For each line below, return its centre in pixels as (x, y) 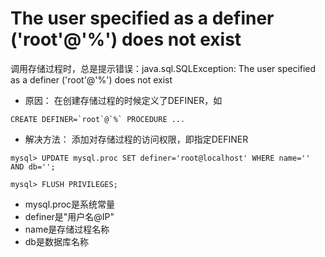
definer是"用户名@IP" (69, 216)
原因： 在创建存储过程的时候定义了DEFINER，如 (123, 100)
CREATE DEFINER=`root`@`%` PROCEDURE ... (98, 119)
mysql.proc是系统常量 (70, 204)
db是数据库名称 (56, 241)
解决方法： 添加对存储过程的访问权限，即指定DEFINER (136, 139)
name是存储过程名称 (67, 229)
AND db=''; (33, 167)
